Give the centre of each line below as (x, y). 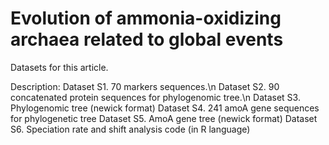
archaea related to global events (147, 39)
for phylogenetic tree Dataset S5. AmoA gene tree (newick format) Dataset (164, 118)
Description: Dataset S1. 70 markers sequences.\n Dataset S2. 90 (145, 86)
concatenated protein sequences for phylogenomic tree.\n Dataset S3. (155, 97)
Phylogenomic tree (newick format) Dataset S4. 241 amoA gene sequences (165, 108)
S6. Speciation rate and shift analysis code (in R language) (130, 129)
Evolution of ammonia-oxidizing (146, 18)
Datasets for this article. (59, 67)
